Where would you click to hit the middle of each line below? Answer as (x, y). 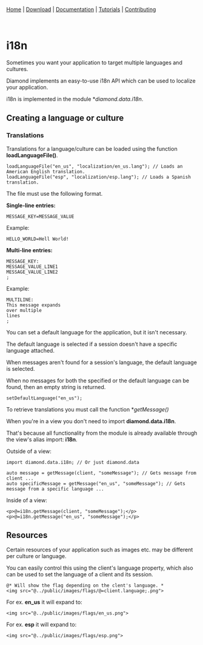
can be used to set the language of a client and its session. (80, 574)
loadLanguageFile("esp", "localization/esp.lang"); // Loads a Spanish (98, 177)
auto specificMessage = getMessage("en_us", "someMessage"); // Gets (96, 483)
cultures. (17, 69)
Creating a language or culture (65, 118)
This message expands (34, 305)
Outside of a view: (29, 451)
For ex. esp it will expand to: (42, 625)
